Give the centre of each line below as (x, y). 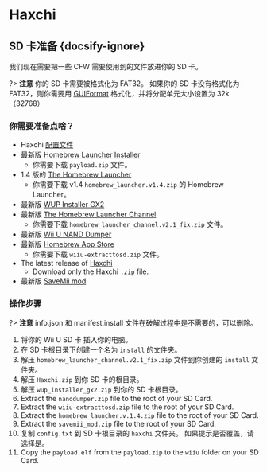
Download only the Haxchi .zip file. (91, 271)
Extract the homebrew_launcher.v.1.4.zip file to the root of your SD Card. (139, 415)
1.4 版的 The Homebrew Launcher (76, 175)
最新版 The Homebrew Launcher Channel (88, 215)
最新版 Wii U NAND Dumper (66, 234)
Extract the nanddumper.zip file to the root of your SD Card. (116, 398)
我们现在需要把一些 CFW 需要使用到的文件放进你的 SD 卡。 (106, 66)
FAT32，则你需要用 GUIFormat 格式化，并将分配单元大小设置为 (112, 94)
